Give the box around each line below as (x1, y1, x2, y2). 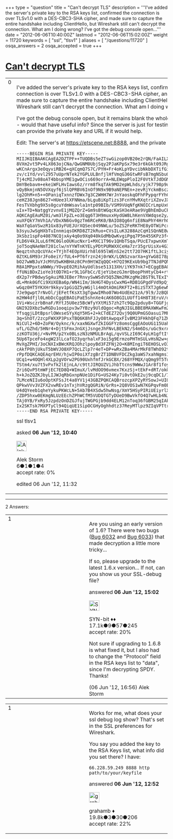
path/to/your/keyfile (89, 770, 142, 776)
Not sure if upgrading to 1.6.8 (89, 640, 161, 647)
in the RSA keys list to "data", (89, 659, 160, 666)
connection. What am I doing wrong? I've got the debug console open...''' (5, 26, 161, 32)
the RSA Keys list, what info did (89, 746, 164, 754)
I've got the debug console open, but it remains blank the (16, 114, 154, 121)
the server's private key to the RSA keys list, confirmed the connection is (5, 10, 160, 16)
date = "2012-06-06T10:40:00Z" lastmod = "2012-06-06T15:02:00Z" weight (5, 32, 168, 38)
